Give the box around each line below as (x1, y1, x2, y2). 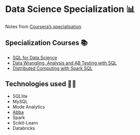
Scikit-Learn (12, 119, 38, 125)
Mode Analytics (12, 103, 45, 110)
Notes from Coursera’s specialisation (5, 23, 82, 30)
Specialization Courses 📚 (5, 39, 88, 47)
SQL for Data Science (12, 54, 58, 60)
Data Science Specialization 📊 (5, 4, 135, 15)
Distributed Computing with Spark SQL (12, 65, 93, 71)
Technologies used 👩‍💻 (5, 80, 77, 88)
